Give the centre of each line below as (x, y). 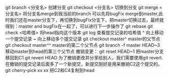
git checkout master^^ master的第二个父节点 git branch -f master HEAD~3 (83, 45)
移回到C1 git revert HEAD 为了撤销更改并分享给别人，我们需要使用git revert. (84, 58)
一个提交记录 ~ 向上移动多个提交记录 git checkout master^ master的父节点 (83, 39)
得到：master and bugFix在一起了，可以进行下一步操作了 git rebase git (79, 26)
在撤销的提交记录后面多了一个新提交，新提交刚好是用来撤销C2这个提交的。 (84, 64)
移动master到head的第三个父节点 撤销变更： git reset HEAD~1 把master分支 (84, 51)
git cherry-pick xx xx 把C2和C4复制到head (50, 70)
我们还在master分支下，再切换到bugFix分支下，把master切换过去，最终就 (87, 20)
